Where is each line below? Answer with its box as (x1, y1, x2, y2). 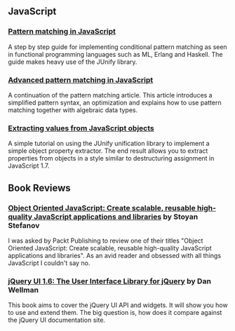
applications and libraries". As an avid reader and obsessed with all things (8, 251, 222, 259)
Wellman (8, 285, 39, 295)
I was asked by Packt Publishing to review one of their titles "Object (8, 236, 203, 245)
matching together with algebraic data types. (8, 105, 138, 114)
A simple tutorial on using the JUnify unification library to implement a (8, 140, 210, 148)
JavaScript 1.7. (8, 161, 50, 170)
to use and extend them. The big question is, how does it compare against (8, 309, 222, 317)
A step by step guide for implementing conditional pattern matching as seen (8, 42, 227, 51)
